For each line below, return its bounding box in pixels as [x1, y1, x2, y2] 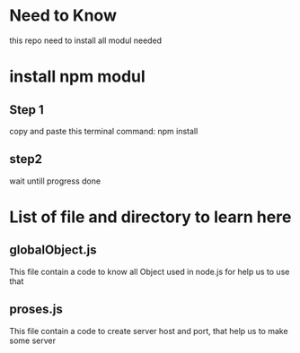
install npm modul [9, 66, 146, 87]
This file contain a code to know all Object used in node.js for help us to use [9, 266, 290, 277]
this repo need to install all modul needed [9, 35, 163, 46]
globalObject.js [9, 243, 97, 258]
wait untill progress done [9, 176, 101, 186]
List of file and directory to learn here [9, 207, 292, 227]
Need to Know [9, 5, 117, 26]
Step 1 [9, 102, 45, 117]
